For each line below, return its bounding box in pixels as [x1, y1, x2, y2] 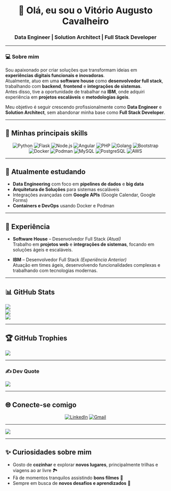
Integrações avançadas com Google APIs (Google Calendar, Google [12, 192, 156, 198]
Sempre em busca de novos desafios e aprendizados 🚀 [12, 480, 131, 486]
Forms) [12, 197, 28, 203]
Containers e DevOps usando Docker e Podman [12, 203, 115, 209]
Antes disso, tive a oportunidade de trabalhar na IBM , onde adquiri [5, 88, 145, 95]
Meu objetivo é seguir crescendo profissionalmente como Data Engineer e [5, 104, 162, 110]
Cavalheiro [62, 15, 109, 27]
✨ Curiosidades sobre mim [5, 448, 92, 457]
